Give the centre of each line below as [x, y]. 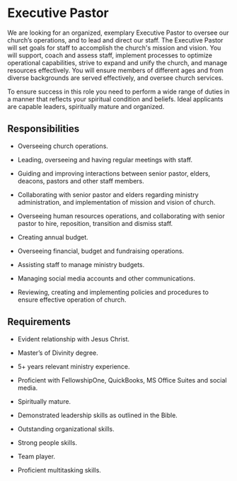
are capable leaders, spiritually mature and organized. [86, 106]
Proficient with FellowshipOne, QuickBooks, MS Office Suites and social [122, 380]
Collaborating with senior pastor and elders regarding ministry [108, 194]
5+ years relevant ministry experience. [74, 366]
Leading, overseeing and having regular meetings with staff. [105, 159]
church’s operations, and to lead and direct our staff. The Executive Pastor [115, 40]
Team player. [36, 456]
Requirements [39, 322]
